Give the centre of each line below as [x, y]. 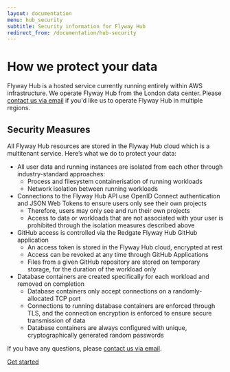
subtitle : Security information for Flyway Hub [77, 26]
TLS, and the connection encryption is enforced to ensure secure [119, 313]
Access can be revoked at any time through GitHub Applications [118, 255]
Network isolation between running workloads [92, 189]
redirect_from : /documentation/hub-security [72, 33]
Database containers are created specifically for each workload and [113, 277]
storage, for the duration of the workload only [92, 269]
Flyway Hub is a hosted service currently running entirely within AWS [105, 86]
